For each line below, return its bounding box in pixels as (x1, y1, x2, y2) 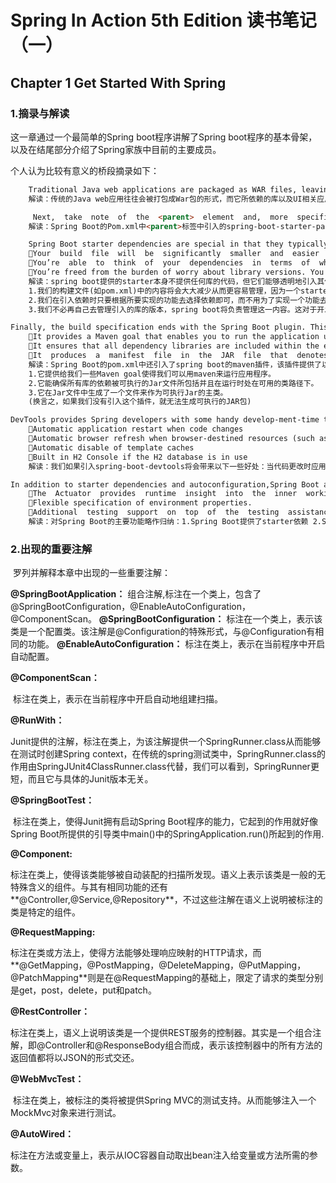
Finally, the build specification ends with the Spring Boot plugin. (10, 322, 307, 333)
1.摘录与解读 (10, 106, 70, 120)
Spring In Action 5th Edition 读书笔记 (10, 9, 317, 32)
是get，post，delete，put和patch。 (10, 984, 157, 996)
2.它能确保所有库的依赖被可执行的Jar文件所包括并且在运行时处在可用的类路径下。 (28, 378, 319, 388)
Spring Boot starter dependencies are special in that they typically (28, 239, 329, 250)
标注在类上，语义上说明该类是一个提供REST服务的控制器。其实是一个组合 (10, 1027, 313, 1039)
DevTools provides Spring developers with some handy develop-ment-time (10, 415, 320, 425)
